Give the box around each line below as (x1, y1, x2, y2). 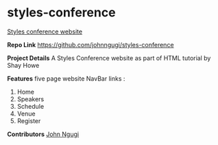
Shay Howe (7, 61, 40, 69)
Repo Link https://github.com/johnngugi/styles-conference (7, 40, 174, 49)
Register (16, 116, 41, 124)
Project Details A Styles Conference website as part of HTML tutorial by (7, 53, 211, 62)
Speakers (16, 94, 45, 103)
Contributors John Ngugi (7, 130, 80, 138)
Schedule (16, 102, 45, 110)
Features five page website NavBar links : (7, 74, 125, 83)
